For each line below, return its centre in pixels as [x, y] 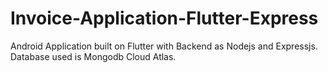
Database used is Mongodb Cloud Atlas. [93, 56]
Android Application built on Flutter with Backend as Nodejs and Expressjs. [164, 46]
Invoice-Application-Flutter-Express [164, 18]
